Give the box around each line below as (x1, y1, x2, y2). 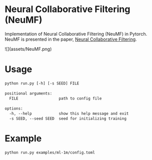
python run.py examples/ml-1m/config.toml (5, 150, 95, 155)
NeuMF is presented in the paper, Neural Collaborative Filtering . (5, 36, 137, 42)
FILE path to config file (9, 96, 102, 101)
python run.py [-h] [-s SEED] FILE (5, 81, 80, 86)
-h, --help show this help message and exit (9, 111, 129, 116)
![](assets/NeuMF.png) (5, 46, 52, 52)
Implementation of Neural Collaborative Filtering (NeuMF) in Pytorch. (5, 31, 147, 37)
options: (5, 106, 23, 111)
